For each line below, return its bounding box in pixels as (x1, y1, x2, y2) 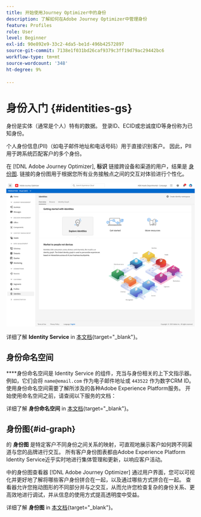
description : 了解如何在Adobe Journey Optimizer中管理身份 (6, 16, 148, 22)
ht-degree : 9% (6, 67, 42, 73)
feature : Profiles (6, 22, 52, 28)
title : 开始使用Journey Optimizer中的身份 (6, 10, 106, 16)
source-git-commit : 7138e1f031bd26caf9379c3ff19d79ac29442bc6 (6, 48, 165, 54)
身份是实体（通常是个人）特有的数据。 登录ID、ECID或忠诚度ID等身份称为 (6, 122, 188, 130)
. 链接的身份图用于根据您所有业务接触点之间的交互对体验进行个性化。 (17, 170, 187, 178)
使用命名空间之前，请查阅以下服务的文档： (11, 392, 117, 399)
